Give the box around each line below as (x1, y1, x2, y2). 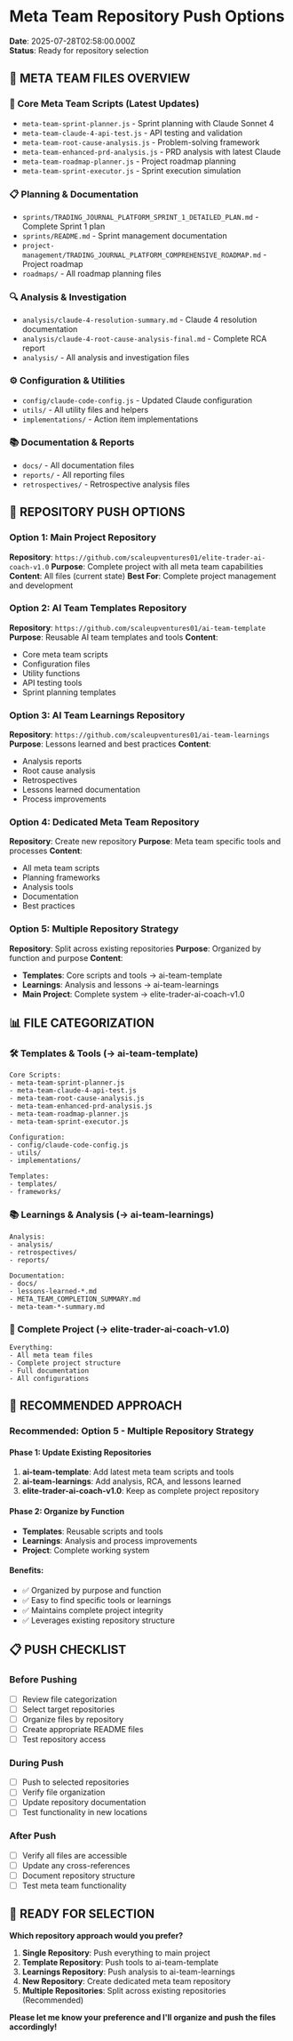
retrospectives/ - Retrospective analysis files (21, 479, 191, 489)
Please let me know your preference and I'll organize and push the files (9, 2012, 277, 2022)
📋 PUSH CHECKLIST (9, 1642, 127, 1658)
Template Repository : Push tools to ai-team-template (21, 1956, 219, 1967)
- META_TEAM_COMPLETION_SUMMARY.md (9, 1295, 141, 1303)
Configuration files (21, 658, 91, 669)
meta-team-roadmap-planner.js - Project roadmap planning (21, 156, 237, 166)
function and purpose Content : (9, 952, 123, 963)
